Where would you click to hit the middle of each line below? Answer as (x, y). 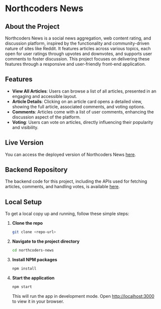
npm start (22, 287)
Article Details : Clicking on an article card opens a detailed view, (77, 101)
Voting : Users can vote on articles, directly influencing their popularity (82, 122)
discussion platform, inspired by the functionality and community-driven (77, 43)
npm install (24, 269)
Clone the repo (27, 223)
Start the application (33, 278)
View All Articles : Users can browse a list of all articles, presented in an (84, 91)
